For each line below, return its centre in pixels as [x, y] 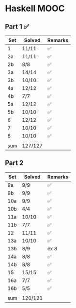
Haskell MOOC [35, 9]
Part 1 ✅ [17, 27]
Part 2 [14, 163]
